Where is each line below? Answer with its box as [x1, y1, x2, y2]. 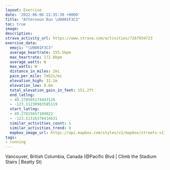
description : [5, 31, 33, 36]
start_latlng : [10, 107, 39, 112]
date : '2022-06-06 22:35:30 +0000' [5, 12, 80, 17]
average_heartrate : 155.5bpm [10, 50, 71, 55]
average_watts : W [10, 59, 47, 64]
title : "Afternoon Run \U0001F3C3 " [5, 17, 80, 22]
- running [5, 140, 26, 145]
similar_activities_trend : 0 [10, 125, 71, 130]
